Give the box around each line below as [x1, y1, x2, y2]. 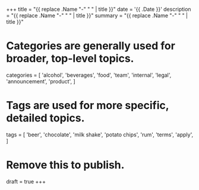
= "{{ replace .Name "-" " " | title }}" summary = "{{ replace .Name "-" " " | [6, 12, 188, 19]
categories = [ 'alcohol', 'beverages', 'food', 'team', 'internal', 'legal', [6, 71, 172, 79]
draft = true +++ [6, 177, 46, 185]
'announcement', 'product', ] [6, 77, 75, 85]
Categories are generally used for [6, 39, 175, 53]
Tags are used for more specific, [6, 99, 169, 113]
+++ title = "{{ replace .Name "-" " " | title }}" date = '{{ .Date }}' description [6, 6, 191, 13]
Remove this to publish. [6, 158, 125, 172]
